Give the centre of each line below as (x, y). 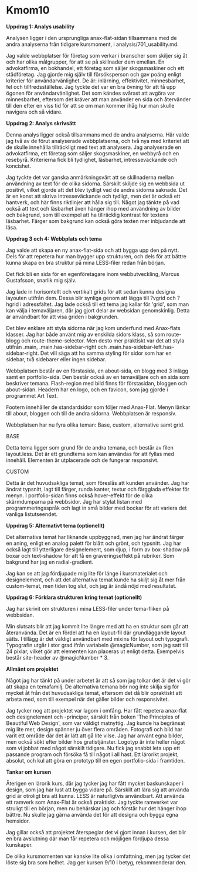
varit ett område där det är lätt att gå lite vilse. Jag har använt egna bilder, (95, 735)
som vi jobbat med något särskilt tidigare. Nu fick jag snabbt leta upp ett (93, 748)
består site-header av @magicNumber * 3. (57, 657)
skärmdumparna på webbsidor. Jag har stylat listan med (74, 501)
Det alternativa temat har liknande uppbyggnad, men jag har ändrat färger (95, 537)
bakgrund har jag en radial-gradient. (50, 562)
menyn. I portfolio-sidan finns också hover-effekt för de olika (79, 495)
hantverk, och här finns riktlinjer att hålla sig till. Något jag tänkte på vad (93, 202)
